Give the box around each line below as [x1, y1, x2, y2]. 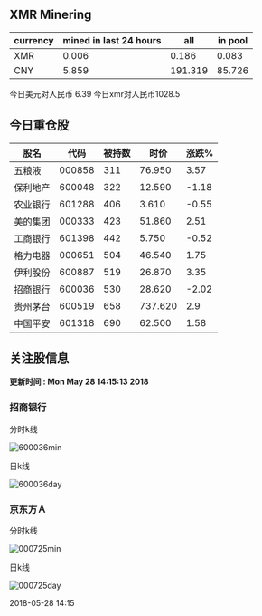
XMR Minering [9, 7, 92, 23]
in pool [218, 34, 248, 46]
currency [14, 34, 54, 46]
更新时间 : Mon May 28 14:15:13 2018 [9, 376, 149, 388]
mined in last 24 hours [62, 34, 162, 46]
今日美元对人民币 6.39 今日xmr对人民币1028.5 [9, 88, 181, 99]
